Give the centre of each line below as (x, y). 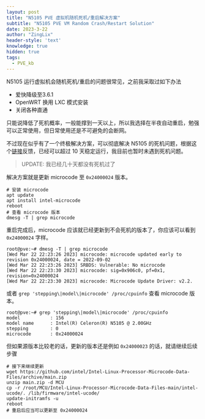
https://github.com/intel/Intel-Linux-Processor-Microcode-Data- (105, 372)
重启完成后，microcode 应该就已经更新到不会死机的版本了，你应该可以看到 (101, 229)
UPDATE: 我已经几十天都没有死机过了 (68, 164)
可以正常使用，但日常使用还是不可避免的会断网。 (68, 130)
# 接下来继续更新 (25, 366)
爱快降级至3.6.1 (34, 94)
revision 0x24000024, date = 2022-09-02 (59, 260)
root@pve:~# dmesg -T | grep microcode (57, 249)
